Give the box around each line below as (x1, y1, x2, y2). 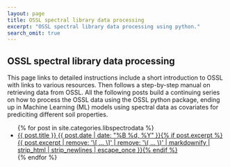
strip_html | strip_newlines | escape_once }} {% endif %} (17, 146, 179, 155)
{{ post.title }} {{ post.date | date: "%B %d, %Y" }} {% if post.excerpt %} (17, 131, 224, 139)
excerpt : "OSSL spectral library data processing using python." (7, 23, 200, 30)
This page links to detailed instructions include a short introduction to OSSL (7, 73, 224, 82)
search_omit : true (7, 29, 60, 37)
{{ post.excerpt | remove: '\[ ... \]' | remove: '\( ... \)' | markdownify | (17, 139, 211, 147)
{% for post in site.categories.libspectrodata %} (17, 124, 154, 132)
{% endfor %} (17, 153, 58, 161)
